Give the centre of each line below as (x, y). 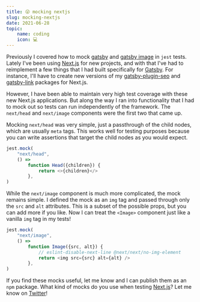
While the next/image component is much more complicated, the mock (94, 193)
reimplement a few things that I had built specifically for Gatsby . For (90, 69)
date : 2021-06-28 (28, 23)
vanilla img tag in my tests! (38, 219)
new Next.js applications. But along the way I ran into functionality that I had (100, 100)
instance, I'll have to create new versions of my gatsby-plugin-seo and (93, 76)
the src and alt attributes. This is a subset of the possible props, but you (96, 206)
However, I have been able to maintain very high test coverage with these (97, 94)
